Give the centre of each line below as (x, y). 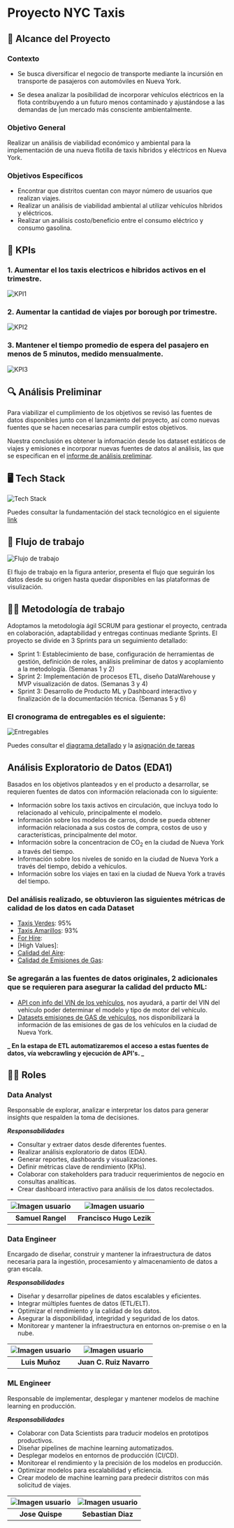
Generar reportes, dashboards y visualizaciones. (87, 1159)
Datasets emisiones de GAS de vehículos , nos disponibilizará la (108, 1017)
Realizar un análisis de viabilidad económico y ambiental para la (99, 143)
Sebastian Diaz (108, 1514)
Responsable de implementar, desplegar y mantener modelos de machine (113, 1398)
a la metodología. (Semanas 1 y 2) (66, 669)
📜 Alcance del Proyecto (59, 39)
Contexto (23, 59)
